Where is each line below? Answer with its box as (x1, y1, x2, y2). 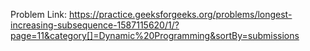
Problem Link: (10, 9, 67, 20)
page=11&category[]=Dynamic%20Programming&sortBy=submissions (10, 30, 300, 41)
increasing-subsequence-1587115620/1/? (10, 19, 180, 31)
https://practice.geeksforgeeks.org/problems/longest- (68, 9, 293, 20)
